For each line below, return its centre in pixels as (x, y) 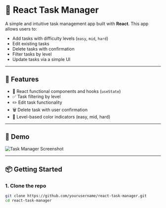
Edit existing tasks (31, 43)
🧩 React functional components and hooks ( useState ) (66, 91)
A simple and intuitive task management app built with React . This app (77, 24)
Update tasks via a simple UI (41, 59)
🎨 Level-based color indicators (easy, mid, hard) (61, 117)
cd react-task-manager (28, 201)
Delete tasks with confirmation (43, 49)
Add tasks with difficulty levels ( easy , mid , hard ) (60, 38)
